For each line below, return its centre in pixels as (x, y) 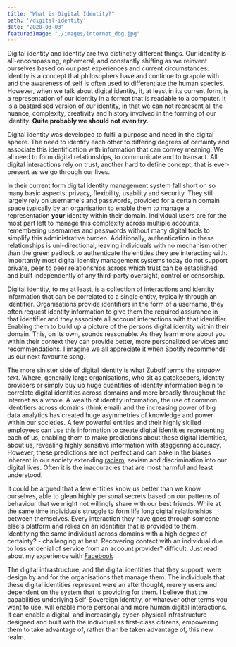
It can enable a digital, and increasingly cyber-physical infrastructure (107, 615)
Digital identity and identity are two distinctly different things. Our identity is (117, 54)
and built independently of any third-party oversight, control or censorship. (116, 276)
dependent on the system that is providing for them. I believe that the (107, 592)
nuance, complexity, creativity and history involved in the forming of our (112, 113)
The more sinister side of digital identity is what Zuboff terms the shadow (114, 370)
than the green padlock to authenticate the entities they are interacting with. (117, 253)
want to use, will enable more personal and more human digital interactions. (117, 608)
